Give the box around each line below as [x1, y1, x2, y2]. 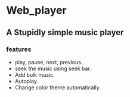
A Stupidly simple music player [6, 27, 124, 37]
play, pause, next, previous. [14, 58, 83, 65]
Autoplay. [14, 77, 39, 85]
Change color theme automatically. [14, 84, 101, 91]
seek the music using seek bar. [14, 65, 91, 72]
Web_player [6, 4, 67, 17]
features [6, 45, 32, 54]
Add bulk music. [14, 71, 55, 78]
